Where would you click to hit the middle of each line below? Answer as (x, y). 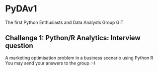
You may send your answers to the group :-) (50, 63)
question (19, 46)
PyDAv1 (21, 9)
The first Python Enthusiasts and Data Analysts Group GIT (64, 22)
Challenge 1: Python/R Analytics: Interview (73, 38)
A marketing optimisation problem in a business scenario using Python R (79, 58)
